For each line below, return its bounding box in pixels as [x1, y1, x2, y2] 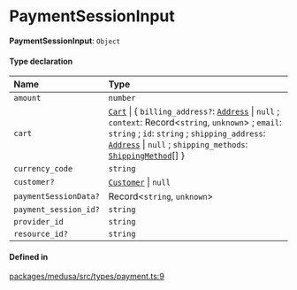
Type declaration [9, 56, 73, 66]
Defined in [9, 251, 49, 262]
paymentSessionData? [13, 192, 100, 202]
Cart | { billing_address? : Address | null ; [108, 105, 280, 118]
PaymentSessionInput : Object [9, 35, 121, 46]
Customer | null [108, 176, 171, 188]
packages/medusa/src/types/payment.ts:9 [9, 271, 165, 282]
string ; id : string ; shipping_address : [108, 127, 266, 140]
